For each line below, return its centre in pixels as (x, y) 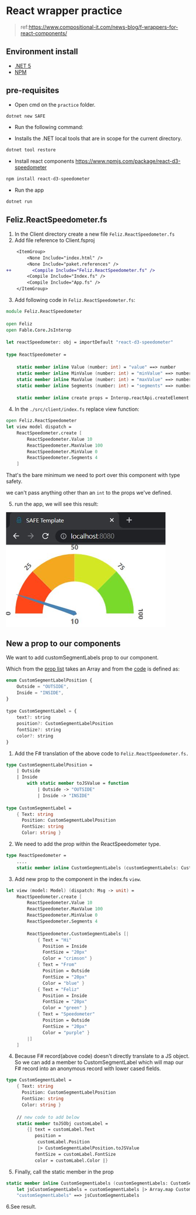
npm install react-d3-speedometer (48, 179)
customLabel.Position (64, 1142)
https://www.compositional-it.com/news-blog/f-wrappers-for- (104, 27)
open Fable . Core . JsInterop (39, 330)
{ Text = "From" (57, 965)
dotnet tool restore (31, 150)
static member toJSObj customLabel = (62, 1124)
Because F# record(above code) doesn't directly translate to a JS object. (102, 1056)
